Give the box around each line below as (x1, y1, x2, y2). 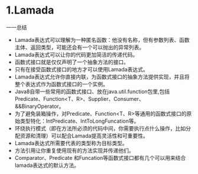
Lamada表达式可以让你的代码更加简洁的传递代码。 (14, 51, 138, 58)
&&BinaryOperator (14, 103, 59, 110)
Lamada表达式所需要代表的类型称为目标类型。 (14, 139, 128, 146)
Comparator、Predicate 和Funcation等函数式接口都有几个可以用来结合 (14, 154, 186, 161)
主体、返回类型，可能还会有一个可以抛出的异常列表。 (14, 44, 145, 51)
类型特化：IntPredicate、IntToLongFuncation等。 (20, 117, 139, 124)
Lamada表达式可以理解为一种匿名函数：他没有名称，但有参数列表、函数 (14, 36, 190, 43)
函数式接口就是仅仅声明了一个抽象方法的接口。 (14, 58, 129, 65)
